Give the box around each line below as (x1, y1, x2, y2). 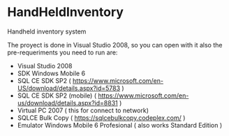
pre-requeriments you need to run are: (7, 48, 118, 56)
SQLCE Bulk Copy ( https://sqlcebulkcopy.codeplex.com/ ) (17, 113, 186, 122)
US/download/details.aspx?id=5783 (17, 84, 121, 92)
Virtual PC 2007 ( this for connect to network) (17, 106, 149, 114)
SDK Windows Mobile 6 (17, 69, 86, 77)
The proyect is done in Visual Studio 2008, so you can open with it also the (7, 40, 223, 49)
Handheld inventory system (7, 27, 87, 36)
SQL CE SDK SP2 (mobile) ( (17, 91, 97, 100)
